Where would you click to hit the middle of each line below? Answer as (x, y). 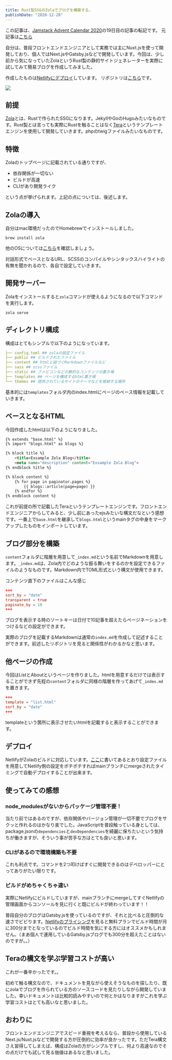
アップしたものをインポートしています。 (48, 526)
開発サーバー (26, 283)
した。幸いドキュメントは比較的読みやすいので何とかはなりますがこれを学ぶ (86, 996)
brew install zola (25, 238)
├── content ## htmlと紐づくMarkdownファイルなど (56, 362)
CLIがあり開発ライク (34, 186)
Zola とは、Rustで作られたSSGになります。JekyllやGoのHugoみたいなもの (83, 118)
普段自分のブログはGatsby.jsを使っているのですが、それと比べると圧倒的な (85, 915)
